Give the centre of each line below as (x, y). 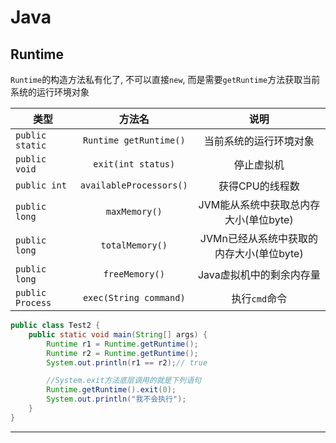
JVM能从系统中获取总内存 (259, 204)
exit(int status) (134, 164)
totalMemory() (134, 245)
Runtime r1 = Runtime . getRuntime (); (122, 344)
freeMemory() (134, 274)
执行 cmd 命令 (259, 298)
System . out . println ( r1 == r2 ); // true (127, 362)
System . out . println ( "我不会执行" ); (116, 399)
